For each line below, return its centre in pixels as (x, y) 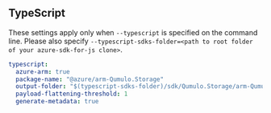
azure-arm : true (43, 71)
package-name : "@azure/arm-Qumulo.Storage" (90, 79)
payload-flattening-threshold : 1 (72, 94)
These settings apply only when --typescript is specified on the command (133, 32)
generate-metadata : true (57, 102)
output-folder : (41, 87)
